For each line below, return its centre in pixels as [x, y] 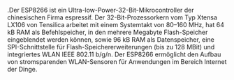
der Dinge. [22, 69]
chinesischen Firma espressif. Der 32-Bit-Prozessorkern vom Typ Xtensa [112, 17]
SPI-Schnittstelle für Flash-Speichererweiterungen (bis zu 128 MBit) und [111, 47]
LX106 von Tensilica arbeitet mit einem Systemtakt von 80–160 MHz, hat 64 [116, 25]
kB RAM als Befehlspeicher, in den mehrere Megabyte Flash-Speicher [108, 32]
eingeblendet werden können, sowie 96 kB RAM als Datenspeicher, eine [111, 40]
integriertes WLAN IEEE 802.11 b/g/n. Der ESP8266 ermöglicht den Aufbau [114, 54]
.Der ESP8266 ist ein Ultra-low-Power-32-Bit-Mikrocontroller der [101, 10]
